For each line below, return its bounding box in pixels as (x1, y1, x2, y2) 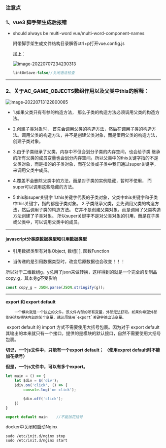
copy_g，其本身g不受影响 (5, 275, 58, 281)
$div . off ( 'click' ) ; (23, 396, 64, 401)
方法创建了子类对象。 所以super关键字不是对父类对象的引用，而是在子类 (12, 213, 160, 219)
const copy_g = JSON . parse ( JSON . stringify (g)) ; (5, 285, 105, 290)
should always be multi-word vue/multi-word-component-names (12, 31, 145, 37)
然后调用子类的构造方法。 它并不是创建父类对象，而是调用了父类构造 (21, 207, 161, 213)
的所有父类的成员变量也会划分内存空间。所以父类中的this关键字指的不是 (12, 155, 159, 161)
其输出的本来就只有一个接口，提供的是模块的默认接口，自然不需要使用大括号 (5, 331, 161, 336)
